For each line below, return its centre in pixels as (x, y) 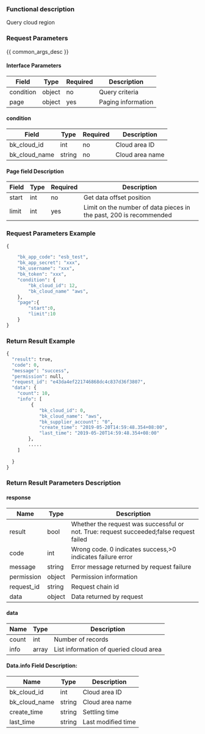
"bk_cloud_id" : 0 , (62, 410)
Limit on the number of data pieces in (137, 208)
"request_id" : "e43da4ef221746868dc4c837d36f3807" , (79, 382)
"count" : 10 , (34, 394)
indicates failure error (102, 557)
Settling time (101, 712)
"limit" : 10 (42, 314)
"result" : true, (32, 359)
